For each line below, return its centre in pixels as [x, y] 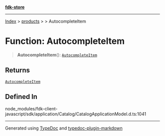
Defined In [21, 97]
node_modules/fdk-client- [31, 108]
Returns [18, 70]
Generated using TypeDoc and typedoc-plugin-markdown [64, 128]
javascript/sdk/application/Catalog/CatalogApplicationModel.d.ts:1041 [76, 114]
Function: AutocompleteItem [65, 41]
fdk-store [15, 7]
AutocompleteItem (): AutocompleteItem [57, 55]
